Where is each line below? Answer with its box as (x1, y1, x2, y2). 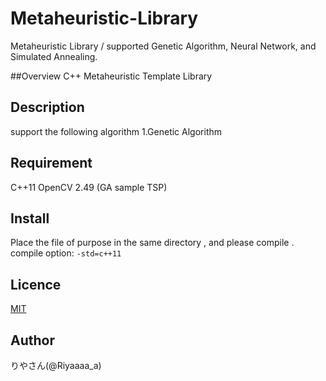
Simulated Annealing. (10, 50, 98, 62)
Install (10, 210, 50, 227)
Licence (10, 276, 62, 293)
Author (10, 332, 55, 349)
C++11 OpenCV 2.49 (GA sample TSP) (10, 181, 168, 193)
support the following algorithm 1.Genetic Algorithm (10, 125, 223, 137)
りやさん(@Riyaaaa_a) (10, 360, 102, 371)
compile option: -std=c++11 (10, 247, 122, 259)
